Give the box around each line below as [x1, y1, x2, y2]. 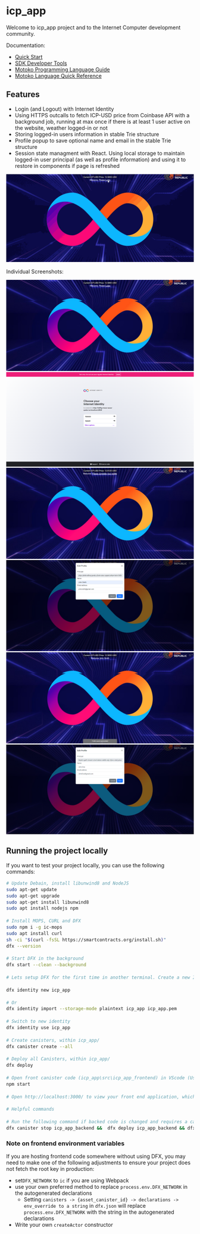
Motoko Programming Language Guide [14, 65, 110, 73]
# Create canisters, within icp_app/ [6, 1037, 100, 1043]
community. [6, 30, 35, 37]
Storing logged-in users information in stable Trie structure [14, 130, 160, 138]
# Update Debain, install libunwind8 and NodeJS [6, 880, 129, 886]
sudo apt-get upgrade [6, 893, 60, 899]
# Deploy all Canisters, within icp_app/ [6, 1056, 111, 1062]
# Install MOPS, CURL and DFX [6, 918, 82, 924]
